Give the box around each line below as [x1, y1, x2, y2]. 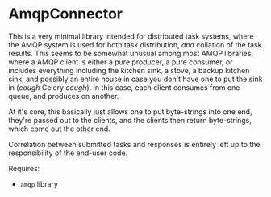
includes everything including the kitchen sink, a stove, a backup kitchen [8, 65, 250, 75]
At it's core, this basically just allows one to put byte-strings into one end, [8, 106, 252, 117]
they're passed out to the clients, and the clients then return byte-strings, [8, 115, 252, 125]
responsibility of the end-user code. [8, 148, 128, 158]
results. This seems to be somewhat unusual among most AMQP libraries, [8, 48, 254, 58]
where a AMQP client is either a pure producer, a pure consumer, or [8, 57, 233, 67]
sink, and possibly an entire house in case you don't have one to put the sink [8, 74, 263, 84]
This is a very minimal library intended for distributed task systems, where [8, 31, 254, 41]
